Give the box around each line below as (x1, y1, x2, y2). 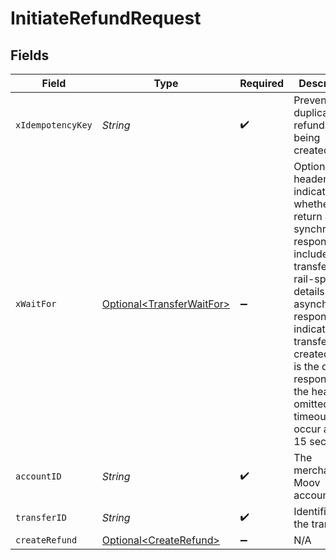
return (293, 210, 323, 223)
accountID (15, 471, 62, 482)
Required (239, 77, 285, 90)
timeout (293, 410, 330, 423)
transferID (15, 512, 67, 523)
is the (293, 360, 320, 373)
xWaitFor (15, 298, 57, 309)
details (293, 285, 325, 298)
